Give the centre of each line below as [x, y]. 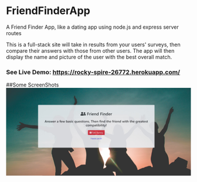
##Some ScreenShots [33, 85]
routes [14, 33]
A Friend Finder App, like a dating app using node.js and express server [92, 27]
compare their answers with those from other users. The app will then [90, 50]
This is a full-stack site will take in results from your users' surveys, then [93, 44]
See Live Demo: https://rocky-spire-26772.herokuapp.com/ [93, 72]
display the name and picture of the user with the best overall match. [89, 57]
